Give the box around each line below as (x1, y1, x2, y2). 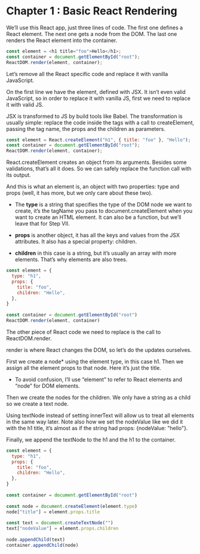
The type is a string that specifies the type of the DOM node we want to (14, 201, 192, 208)
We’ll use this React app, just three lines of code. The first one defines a (6, 24, 183, 31)
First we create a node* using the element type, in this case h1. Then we (6, 358, 184, 365)
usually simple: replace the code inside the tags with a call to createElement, (6, 118, 195, 126)
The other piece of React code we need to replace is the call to (6, 328, 161, 336)
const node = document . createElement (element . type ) (6, 503, 137, 509)
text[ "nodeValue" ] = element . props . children (6, 525, 119, 532)
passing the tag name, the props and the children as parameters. (6, 125, 166, 132)
